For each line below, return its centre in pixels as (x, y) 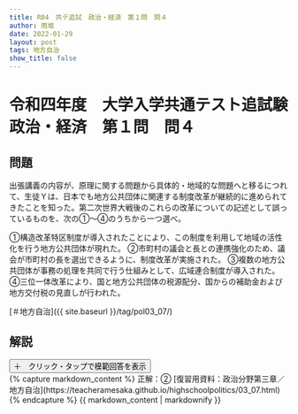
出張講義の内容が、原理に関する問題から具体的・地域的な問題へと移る (137, 185)
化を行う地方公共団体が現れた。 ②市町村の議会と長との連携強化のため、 (144, 248)
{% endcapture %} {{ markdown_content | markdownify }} (115, 400)
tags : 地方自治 (34, 50)
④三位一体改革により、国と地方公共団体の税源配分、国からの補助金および (146, 281)
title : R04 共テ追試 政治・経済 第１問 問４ (88, 17)
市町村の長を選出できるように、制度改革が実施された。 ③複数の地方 (151, 259)
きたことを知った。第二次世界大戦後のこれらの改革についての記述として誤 (145, 207)
